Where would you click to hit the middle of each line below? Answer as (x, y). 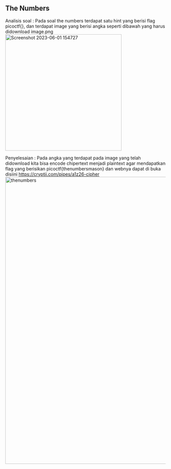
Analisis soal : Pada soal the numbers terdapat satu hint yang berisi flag (80, 20)
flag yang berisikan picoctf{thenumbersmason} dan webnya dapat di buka (83, 168)
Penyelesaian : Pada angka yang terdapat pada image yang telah (73, 158)
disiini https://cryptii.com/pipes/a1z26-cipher (52, 174)
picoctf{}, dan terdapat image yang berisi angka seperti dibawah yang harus (85, 26)
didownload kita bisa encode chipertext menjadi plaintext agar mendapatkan (85, 163)
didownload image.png (29, 31)
